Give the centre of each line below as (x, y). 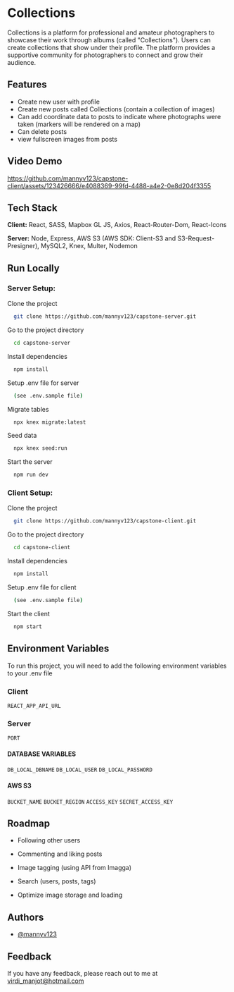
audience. (22, 62)
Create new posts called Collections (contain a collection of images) (116, 109)
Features (27, 85)
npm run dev (31, 475)
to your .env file (30, 673)
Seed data (22, 436)
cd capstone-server (42, 343)
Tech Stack (32, 208)
